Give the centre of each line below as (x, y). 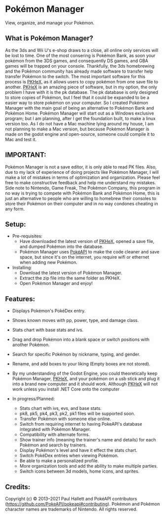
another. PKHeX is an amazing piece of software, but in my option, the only (81, 87)
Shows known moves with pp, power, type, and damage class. (75, 320)
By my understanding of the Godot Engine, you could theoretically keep (85, 373)
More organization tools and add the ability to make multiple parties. (89, 466)
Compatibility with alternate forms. (55, 435)
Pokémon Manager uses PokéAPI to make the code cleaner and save (89, 252)
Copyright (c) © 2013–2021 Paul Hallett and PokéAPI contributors (71, 499)
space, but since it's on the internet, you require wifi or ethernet (84, 257)
